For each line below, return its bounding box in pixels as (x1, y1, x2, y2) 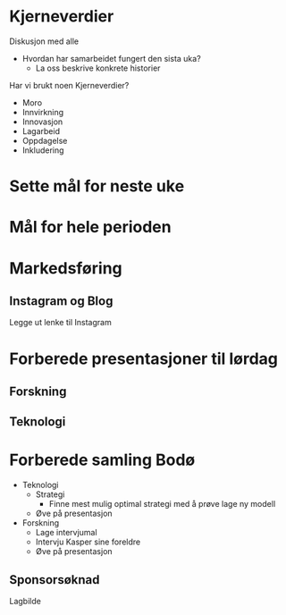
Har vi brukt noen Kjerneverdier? (9, 80, 130, 90)
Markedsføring (9, 257, 122, 278)
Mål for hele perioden (9, 217, 172, 238)
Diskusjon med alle (9, 36, 79, 46)
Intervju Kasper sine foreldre (35, 536, 141, 547)
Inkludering (21, 145, 64, 156)
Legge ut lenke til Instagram (9, 317, 112, 328)
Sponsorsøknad (9, 572, 100, 587)
